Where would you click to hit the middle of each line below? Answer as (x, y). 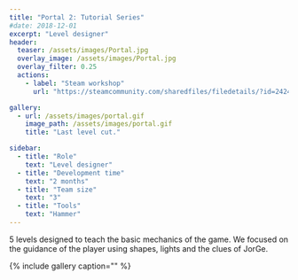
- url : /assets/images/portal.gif (81, 116)
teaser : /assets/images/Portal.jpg (83, 51)
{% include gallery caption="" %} (70, 266)
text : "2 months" (57, 181)
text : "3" (43, 198)
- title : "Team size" (57, 190)
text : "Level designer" (69, 165)
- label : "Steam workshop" (75, 83)
